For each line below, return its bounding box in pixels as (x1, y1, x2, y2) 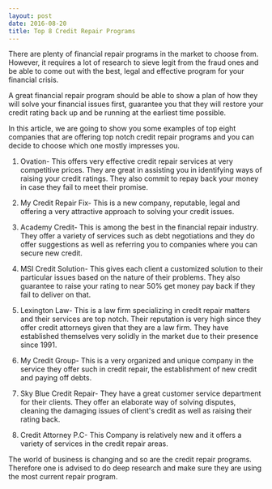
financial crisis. (8, 75, 59, 85)
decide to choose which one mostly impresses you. (8, 141, 181, 151)
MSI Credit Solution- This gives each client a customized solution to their (19, 264, 263, 274)
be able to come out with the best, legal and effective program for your (8, 66, 244, 76)
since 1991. (19, 340, 57, 350)
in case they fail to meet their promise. (19, 182, 148, 192)
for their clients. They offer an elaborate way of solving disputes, (19, 397, 236, 407)
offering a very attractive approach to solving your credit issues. (19, 207, 235, 217)
